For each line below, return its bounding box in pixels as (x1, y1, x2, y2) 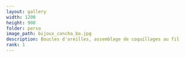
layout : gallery (6, 8, 46, 15)
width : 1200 (6, 14, 36, 20)
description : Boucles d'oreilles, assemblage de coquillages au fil (6, 36, 180, 42)
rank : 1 (6, 42, 26, 48)
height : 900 (6, 20, 36, 26)
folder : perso (6, 25, 42, 31)
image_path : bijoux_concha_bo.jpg (6, 31, 92, 37)
